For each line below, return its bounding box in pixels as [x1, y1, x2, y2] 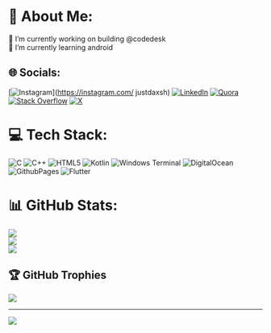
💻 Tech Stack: [8, 125, 108, 144]
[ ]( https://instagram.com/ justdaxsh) [8, 87, 171, 97]
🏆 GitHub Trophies [8, 268, 107, 282]
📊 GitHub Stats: [8, 196, 119, 214]
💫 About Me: [8, 7, 94, 26]
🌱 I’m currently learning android [8, 42, 114, 52]
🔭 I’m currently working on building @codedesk [8, 34, 166, 44]
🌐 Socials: [8, 66, 61, 80]
